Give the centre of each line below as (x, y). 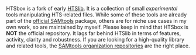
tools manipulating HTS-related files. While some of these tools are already (97, 15)
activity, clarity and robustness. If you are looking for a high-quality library (95, 39)
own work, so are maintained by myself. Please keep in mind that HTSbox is (97, 27)
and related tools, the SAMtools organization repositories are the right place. (98, 46)
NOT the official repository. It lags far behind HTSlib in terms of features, (94, 33)
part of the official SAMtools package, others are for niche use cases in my (97, 21)
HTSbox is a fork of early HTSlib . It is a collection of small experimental (92, 8)
